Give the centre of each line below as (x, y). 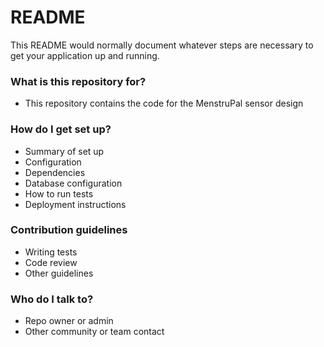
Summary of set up (64, 151)
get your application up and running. (85, 55)
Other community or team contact (94, 332)
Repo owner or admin (69, 321)
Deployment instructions (75, 204)
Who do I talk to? (52, 299)
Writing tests (51, 252)
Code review (51, 262)
